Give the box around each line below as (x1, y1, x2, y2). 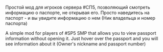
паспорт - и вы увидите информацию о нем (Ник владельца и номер (5, 15, 156, 21)
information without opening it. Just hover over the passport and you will (5, 35, 158, 41)
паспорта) (5, 20, 28, 26)
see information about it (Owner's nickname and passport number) (5, 41, 146, 47)
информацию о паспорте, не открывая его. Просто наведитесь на (5, 10, 150, 16)
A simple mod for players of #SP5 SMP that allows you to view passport (5, 30, 157, 36)
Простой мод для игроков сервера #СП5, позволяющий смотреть (5, 5, 150, 10)
